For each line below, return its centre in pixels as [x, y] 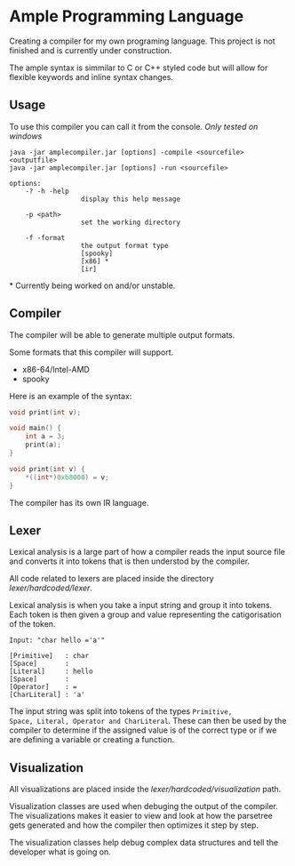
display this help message [130, 199]
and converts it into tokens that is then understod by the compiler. [130, 561]
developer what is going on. [60, 852]
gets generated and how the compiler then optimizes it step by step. [134, 825]
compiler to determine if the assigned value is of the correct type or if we [143, 730]
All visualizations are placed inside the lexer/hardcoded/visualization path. [145, 790]
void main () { [36, 429]
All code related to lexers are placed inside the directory [112, 579]
